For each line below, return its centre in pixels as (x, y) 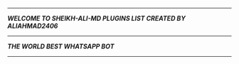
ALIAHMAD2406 (33, 26)
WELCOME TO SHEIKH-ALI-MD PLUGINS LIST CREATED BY (97, 18)
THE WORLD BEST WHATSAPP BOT (61, 46)
